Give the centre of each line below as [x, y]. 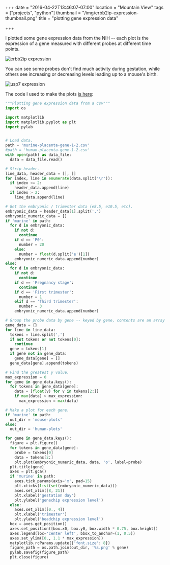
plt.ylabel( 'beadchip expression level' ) [59, 519]
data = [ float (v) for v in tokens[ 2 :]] [57, 391]
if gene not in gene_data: [38, 354]
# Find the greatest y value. [37, 372]
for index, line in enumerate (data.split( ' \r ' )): [59, 178]
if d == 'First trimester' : [44, 292]
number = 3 [30, 306]
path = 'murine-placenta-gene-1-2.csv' [48, 145]
